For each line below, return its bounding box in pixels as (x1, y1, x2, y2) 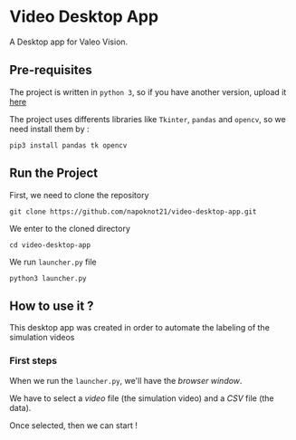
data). (9, 402, 32, 413)
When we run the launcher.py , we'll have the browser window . (9, 375, 243, 386)
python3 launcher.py (9, 273, 88, 282)
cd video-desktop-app (9, 240, 91, 250)
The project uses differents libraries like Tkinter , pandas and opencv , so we (9, 113, 287, 124)
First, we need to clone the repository (9, 189, 149, 200)
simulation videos (9, 332, 75, 343)
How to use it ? (9, 298, 94, 313)
